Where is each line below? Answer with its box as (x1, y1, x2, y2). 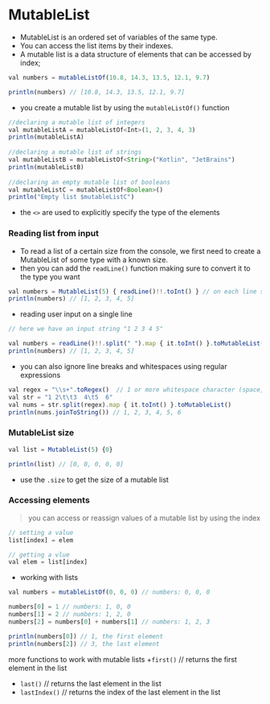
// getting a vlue (8, 550, 70, 559)
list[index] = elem (8, 536, 74, 545)
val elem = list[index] (8, 558, 88, 566)
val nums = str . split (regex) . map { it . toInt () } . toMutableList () (8, 400, 231, 408)
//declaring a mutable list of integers (8, 118, 146, 126)
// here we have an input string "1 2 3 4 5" (8, 325, 163, 333)
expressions (19, 370, 61, 379)
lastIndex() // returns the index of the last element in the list (19, 687, 221, 697)
